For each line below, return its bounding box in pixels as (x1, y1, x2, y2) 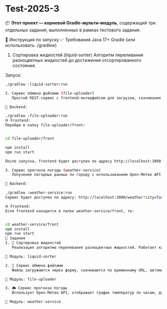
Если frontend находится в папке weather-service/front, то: (5, 208, 135, 213)
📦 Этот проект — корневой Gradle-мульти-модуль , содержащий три (5, 19, 156, 25)
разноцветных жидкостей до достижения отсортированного (12, 57, 142, 63)
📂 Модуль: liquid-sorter (5, 254, 57, 259)
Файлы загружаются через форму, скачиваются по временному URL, (11, 268, 148, 273)
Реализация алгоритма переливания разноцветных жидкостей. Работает (11, 245, 157, 250)
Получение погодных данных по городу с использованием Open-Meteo (11, 172, 153, 177)
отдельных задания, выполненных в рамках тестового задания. (5, 27, 141, 33)
